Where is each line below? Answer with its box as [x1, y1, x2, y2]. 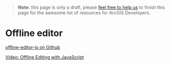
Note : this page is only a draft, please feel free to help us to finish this [17, 5, 165, 10]
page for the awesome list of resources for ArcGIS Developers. [17, 10, 151, 16]
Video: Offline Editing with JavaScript [5, 54, 84, 60]
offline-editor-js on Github [5, 44, 60, 50]
